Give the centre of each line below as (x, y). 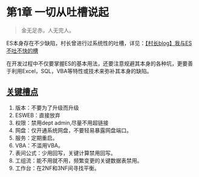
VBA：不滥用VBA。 (39, 145)
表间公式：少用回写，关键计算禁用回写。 (65, 153)
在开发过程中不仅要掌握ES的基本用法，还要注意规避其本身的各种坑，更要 (97, 63)
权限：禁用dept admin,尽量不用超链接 (62, 123)
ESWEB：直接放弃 (38, 115)
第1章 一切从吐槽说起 (57, 12)
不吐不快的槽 (22, 50)
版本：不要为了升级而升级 (47, 108)
